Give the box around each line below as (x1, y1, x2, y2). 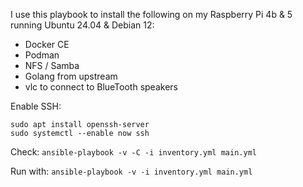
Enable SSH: (10, 100, 62, 112)
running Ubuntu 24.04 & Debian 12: (10, 19, 155, 31)
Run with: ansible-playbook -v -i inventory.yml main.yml (10, 165, 253, 177)
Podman (24, 49, 60, 61)
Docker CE (24, 39, 70, 50)
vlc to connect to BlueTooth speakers (24, 81, 178, 93)
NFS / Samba (24, 60, 80, 71)
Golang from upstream (24, 70, 118, 82)
